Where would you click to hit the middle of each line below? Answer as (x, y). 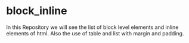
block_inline (37, 11)
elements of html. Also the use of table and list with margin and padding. (95, 33)
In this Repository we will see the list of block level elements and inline (92, 27)
